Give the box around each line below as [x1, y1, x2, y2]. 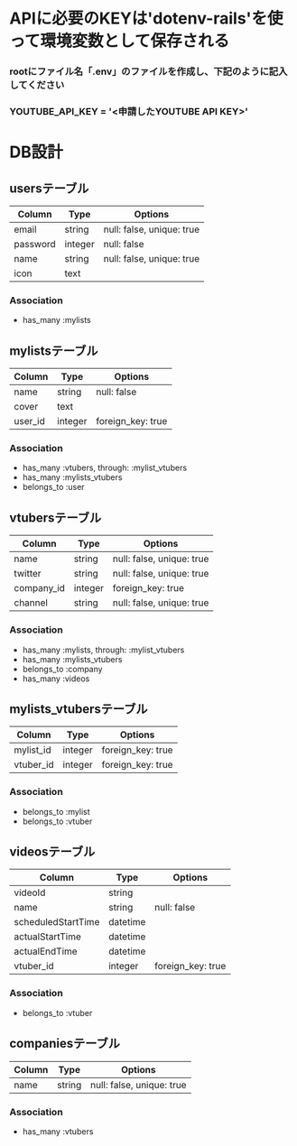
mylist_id [14, 744, 51, 756]
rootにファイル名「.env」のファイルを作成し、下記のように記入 [9, 65, 288, 78]
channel [14, 596, 48, 609]
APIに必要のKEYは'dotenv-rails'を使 [9, 8, 283, 29]
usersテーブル [9, 180, 89, 196]
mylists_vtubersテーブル [9, 701, 148, 716]
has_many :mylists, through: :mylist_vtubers [22, 644, 185, 655]
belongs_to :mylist [22, 806, 90, 817]
